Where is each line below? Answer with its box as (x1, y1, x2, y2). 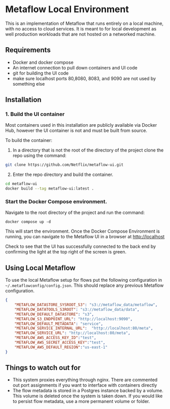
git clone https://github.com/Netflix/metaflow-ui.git (5, 162, 124, 168)
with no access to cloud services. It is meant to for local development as (5, 25, 156, 31)
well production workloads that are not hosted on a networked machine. (5, 31, 156, 37)
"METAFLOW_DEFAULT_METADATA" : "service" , (14, 321, 103, 326)
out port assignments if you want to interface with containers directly (12, 382, 157, 388)
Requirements (5, 46, 51, 54)
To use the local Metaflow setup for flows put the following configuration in (5, 277, 162, 283)
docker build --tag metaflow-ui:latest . (5, 186, 94, 191)
